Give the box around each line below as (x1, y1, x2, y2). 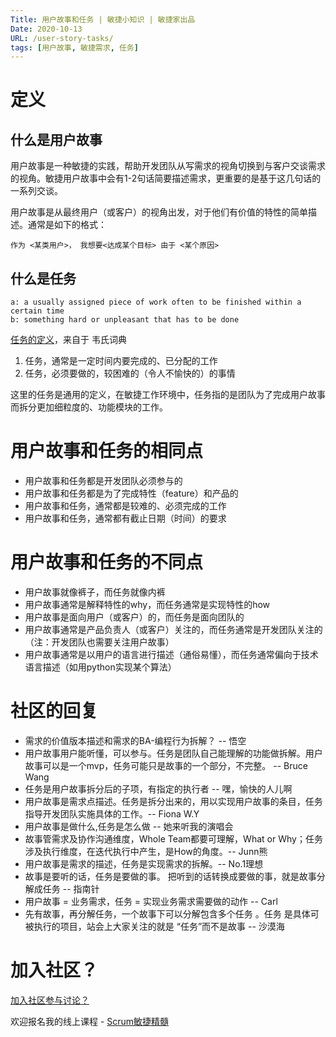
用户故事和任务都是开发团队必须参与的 (24, 475, 183, 486)
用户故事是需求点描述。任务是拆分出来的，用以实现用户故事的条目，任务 (24, 795, 323, 807)
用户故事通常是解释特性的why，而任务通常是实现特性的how (24, 598, 271, 610)
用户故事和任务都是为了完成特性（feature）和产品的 (24, 487, 239, 499)
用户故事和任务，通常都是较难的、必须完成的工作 (24, 500, 227, 511)
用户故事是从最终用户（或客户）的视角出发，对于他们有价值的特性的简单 (10, 206, 308, 218)
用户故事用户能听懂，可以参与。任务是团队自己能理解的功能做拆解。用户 (24, 747, 323, 759)
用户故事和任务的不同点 (10, 551, 204, 574)
